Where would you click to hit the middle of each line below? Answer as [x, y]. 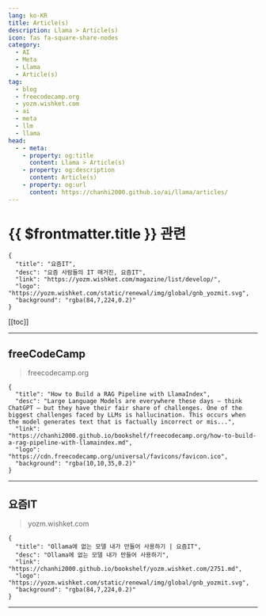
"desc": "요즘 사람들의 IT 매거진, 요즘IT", [81, 272]
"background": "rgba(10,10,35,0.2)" [76, 464]
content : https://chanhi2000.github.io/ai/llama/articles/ [128, 192]
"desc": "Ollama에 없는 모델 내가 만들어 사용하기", [92, 555]
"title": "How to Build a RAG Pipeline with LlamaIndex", [113, 394]
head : [17, 141]
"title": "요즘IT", [46, 264]
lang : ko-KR [28, 15]
